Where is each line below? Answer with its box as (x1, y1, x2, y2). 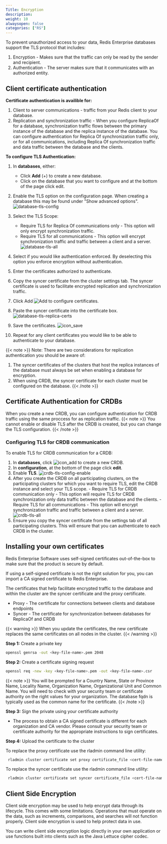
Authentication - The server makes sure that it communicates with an (12, 65, 154, 71)
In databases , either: (12, 163, 56, 169)
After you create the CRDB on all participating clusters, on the (12, 476, 139, 482)
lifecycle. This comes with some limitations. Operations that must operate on (5, 808, 162, 814)
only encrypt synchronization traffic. (20, 228, 95, 234)
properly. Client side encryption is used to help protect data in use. (5, 819, 142, 825)
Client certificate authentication (5, 84, 107, 93)
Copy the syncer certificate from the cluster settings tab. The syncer (12, 278, 153, 284)
